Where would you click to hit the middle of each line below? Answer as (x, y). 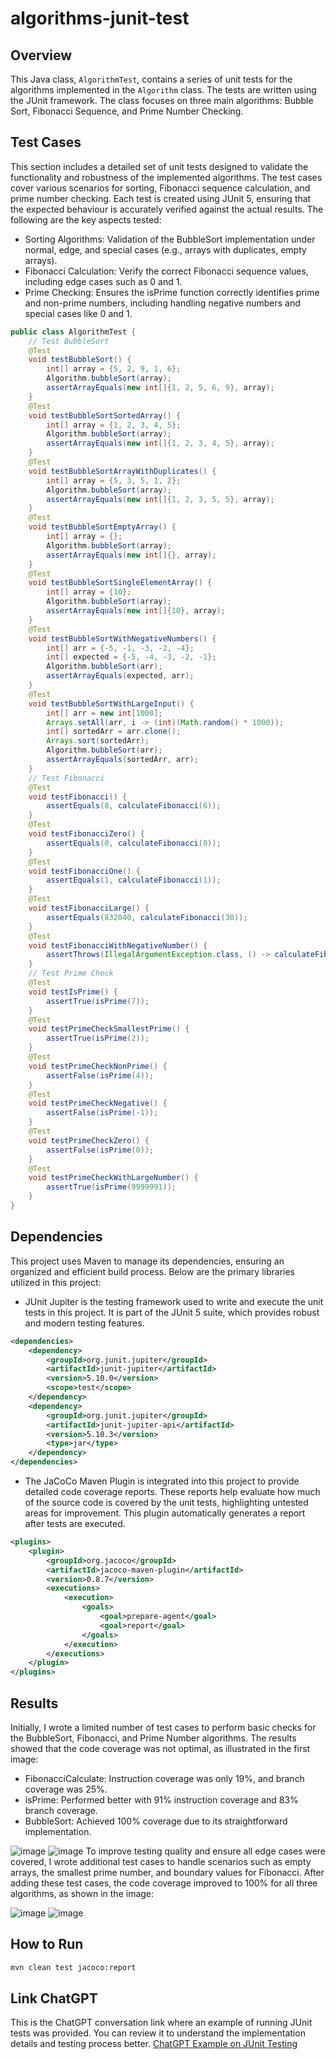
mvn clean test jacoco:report (73, 1967)
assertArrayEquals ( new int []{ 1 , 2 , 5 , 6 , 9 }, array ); (160, 388)
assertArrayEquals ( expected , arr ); (120, 676)
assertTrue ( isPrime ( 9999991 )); (111, 1187)
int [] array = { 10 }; (89, 592)
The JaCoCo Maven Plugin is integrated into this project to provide (162, 1481)
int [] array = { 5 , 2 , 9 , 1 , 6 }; (114, 369)
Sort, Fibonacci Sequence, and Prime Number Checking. (127, 111)
